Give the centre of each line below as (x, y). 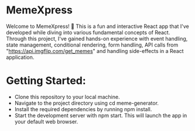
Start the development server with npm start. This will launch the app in (101, 115)
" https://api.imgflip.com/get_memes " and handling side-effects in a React (95, 51)
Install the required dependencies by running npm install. (83, 109)
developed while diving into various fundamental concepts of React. (88, 32)
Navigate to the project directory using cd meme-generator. (87, 103)
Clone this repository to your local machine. (67, 97)
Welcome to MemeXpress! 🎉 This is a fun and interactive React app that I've (97, 26)
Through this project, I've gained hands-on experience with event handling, (97, 38)
